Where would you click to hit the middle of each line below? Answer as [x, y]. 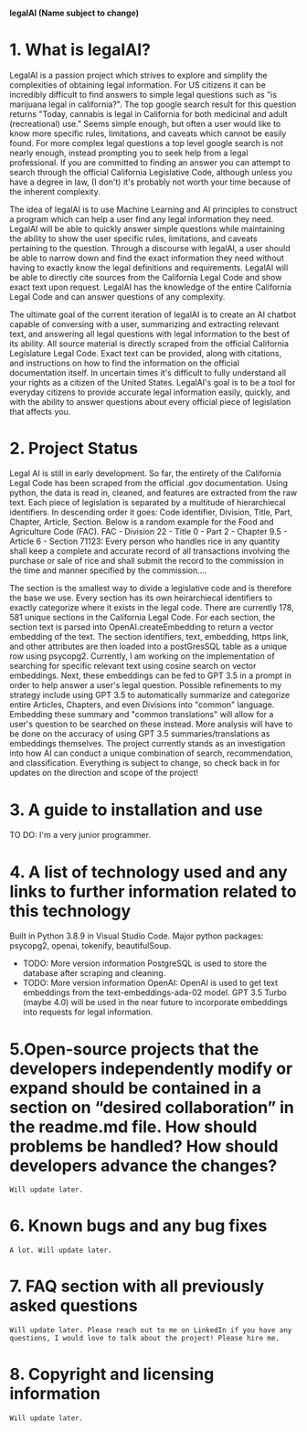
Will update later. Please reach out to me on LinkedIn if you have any [151, 1331]
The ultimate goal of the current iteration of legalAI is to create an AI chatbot [153, 314]
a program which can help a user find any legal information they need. [142, 218]
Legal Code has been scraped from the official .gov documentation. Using [149, 483]
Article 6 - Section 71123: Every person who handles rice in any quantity [145, 541]
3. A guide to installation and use [136, 810]
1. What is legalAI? [80, 49]
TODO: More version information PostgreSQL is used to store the [145, 963]
